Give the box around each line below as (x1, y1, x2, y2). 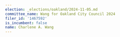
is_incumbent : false (5, 20, 48, 25)
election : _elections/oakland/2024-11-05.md (5, 7, 98, 12)
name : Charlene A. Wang (5, 25, 54, 30)
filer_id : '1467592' (5, 16, 48, 21)
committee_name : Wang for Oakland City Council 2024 (5, 12, 116, 16)
